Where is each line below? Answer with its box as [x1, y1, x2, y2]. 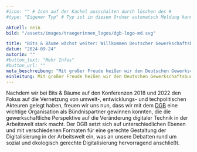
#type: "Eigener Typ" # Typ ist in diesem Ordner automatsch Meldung [6, 14, 180, 20]
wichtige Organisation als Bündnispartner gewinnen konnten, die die [6, 108, 171, 115]
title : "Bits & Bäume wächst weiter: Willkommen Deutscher [6, 40, 154, 47]
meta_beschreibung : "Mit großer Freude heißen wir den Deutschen [6, 68, 169, 74]
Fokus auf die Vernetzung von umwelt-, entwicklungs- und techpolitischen [6, 96, 186, 103]
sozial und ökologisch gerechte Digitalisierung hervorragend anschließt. [6, 139, 180, 147]
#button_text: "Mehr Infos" [6, 57, 75, 63]
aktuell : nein [6, 25, 41, 31]
